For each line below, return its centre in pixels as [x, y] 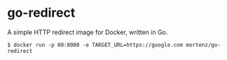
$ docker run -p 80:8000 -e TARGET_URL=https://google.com [95, 45]
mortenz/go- [203, 45]
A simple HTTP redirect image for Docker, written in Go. [88, 32]
